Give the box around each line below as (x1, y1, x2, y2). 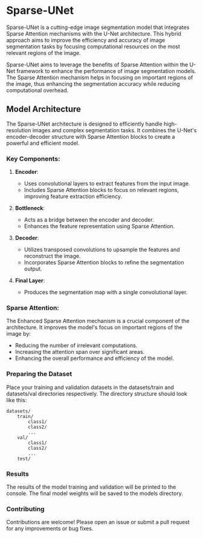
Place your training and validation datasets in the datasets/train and (6, 383, 174, 391)
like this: (6, 396, 27, 403)
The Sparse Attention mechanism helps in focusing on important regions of (6, 74, 193, 81)
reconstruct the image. (24, 252, 81, 260)
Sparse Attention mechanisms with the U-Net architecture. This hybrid (6, 30, 181, 37)
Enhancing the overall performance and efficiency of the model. (14, 354, 174, 362)
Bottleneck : (14, 205, 45, 212)
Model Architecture (6, 104, 82, 115)
